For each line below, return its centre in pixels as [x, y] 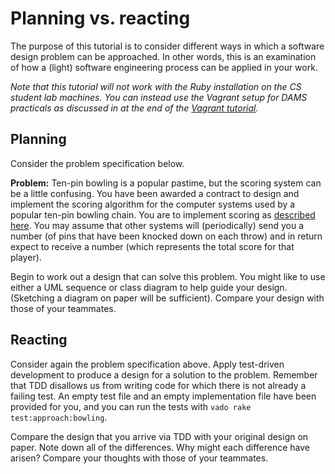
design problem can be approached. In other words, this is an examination [163, 56]
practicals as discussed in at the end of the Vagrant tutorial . [134, 108]
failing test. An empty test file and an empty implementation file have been [163, 396]
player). [26, 257]
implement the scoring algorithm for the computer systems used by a [153, 204]
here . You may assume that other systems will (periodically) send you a [157, 225]
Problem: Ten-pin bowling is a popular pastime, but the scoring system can [166, 183]
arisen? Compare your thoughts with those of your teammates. [139, 458]
